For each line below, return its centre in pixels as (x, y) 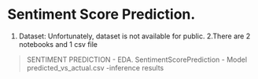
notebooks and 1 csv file (58, 44)
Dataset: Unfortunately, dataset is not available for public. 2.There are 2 (135, 36)
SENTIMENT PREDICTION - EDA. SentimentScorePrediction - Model (137, 59)
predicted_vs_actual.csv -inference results (95, 67)
